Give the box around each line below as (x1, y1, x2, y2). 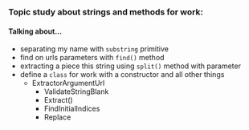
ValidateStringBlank (43, 87, 109, 96)
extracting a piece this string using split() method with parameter (19, 61, 241, 71)
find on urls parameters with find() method (19, 53, 165, 63)
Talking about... (8, 26, 63, 36)
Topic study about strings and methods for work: (8, 6, 203, 18)
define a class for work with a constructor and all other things (19, 70, 225, 79)
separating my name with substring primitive (19, 44, 169, 54)
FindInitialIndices (43, 104, 100, 114)
